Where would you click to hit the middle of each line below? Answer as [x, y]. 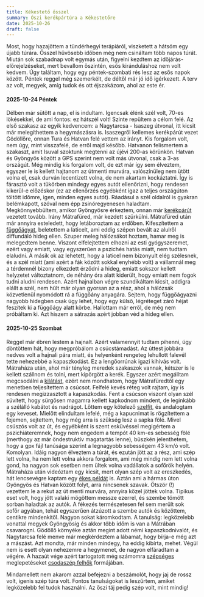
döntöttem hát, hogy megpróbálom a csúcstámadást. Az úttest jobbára [95, 348]
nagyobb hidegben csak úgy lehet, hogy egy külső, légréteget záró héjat [97, 301]
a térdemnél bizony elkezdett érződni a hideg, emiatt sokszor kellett [91, 269]
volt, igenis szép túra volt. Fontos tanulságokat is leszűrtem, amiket [90, 581]
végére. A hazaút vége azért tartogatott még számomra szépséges [90, 556]
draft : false [23, 29]
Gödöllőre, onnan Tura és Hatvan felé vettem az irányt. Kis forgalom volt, [97, 139]
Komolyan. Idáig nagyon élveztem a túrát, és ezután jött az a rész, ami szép [101, 452]
